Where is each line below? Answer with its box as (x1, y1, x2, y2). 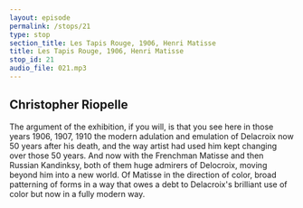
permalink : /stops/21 (9, 22, 91, 31)
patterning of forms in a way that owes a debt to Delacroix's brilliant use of (9, 178, 288, 190)
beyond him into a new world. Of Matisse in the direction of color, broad (9, 169, 278, 180)
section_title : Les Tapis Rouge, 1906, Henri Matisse (9, 38, 217, 48)
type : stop (9, 30, 51, 39)
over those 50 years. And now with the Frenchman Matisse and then (9, 150, 264, 161)
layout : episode (9, 13, 71, 23)
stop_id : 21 (9, 55, 54, 64)
